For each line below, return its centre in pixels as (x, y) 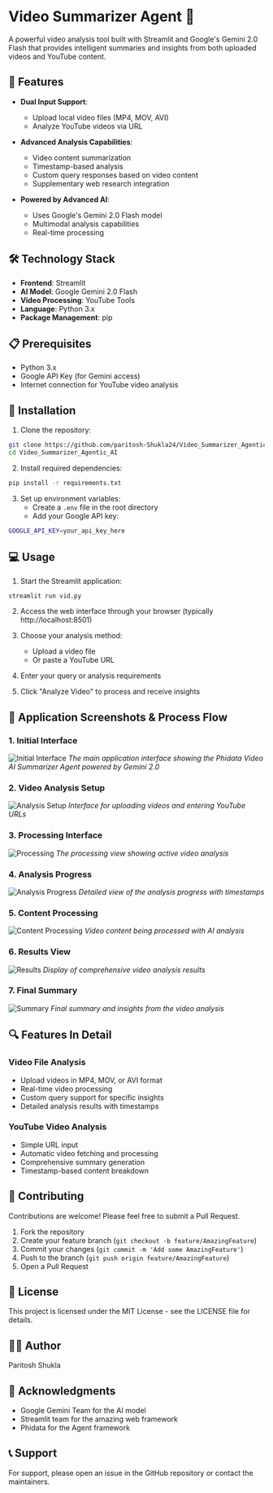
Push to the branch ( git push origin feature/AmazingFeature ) (125, 1258)
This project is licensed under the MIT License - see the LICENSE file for (129, 1311)
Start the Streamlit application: (71, 580)
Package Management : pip (66, 317)
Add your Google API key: (76, 515)
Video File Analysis (47, 1062)
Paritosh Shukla (35, 1365)
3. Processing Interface (56, 835)
